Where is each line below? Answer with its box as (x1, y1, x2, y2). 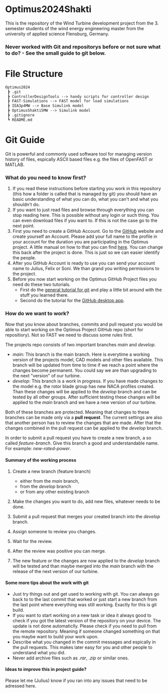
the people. (12, 255, 37, 261)
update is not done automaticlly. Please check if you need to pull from (12, 623, 157, 629)
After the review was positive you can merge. (12, 548, 106, 554)
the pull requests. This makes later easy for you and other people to (12, 644, 153, 650)
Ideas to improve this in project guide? (5, 666, 87, 672)
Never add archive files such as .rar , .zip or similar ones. (12, 655, 129, 661)
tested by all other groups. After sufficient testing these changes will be (12, 394, 160, 400)
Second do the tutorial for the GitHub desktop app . (20, 298, 125, 304)
